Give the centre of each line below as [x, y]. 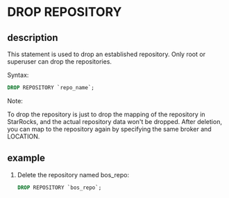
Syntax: [18, 75]
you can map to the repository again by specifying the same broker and [109, 129]
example [26, 158]
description [33, 38]
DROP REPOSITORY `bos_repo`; [59, 188]
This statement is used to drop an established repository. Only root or [107, 54]
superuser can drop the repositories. [60, 62]
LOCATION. [24, 136]
